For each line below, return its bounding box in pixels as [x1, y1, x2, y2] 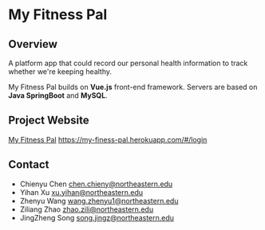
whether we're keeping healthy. [8, 67, 113, 76]
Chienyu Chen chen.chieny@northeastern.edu [19, 179, 173, 189]
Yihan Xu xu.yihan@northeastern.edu [19, 187, 144, 197]
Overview [8, 37, 58, 51]
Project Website [8, 114, 89, 127]
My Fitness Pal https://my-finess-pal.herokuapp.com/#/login [8, 134, 208, 144]
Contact [8, 158, 49, 172]
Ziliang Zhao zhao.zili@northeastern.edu [19, 205, 154, 214]
